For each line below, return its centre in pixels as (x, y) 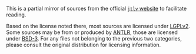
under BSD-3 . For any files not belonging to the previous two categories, (94, 38)
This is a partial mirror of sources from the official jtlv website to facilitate (97, 9)
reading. (16, 15)
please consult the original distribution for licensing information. (84, 45)
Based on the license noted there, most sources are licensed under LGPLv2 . (98, 26)
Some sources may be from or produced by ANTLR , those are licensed (92, 32)
